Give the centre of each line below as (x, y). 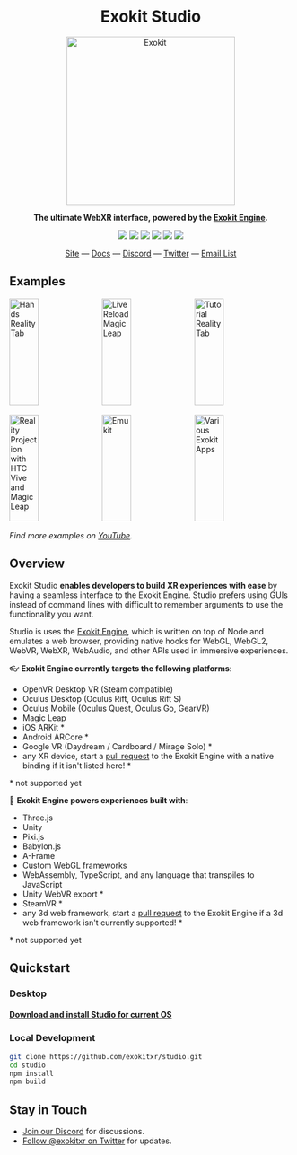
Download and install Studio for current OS (91, 1015)
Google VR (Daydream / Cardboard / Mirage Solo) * (117, 746)
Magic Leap (44, 717)
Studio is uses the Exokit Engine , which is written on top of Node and (137, 631)
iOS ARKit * (44, 727)
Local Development (52, 1038)
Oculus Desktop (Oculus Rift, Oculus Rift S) (102, 698)
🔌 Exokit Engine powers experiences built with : (99, 800)
